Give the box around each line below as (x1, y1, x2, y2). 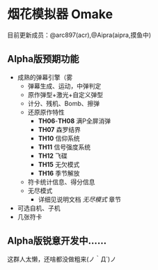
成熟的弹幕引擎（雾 (17, 73, 73, 81)
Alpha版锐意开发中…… (7, 235, 106, 247)
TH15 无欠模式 (38, 160, 80, 168)
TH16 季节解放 (38, 169, 80, 177)
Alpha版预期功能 (7, 53, 79, 65)
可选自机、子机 (17, 204, 61, 212)
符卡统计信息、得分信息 (27, 177, 95, 186)
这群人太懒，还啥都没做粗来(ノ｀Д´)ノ (7, 255, 117, 263)
